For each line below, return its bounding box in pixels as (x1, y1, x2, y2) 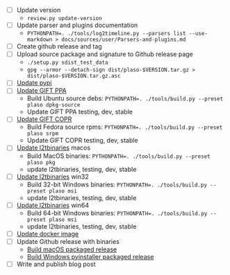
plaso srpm (26, 130, 59, 137)
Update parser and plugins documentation (16, 21, 138, 30)
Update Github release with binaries (16, 237, 120, 245)
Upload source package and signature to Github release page (16, 50, 194, 58)
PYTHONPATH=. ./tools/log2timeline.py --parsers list (26, 30, 186, 37)
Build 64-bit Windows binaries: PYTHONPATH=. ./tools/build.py (26, 209, 208, 217)
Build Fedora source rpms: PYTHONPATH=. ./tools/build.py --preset (26, 123, 223, 131)
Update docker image (16, 229, 79, 238)
